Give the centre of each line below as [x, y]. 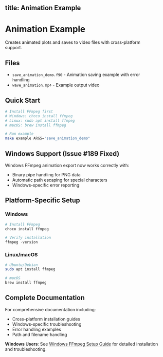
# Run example [19, 134]
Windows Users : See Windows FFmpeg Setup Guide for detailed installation [81, 344]
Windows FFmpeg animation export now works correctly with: [67, 166]
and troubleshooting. [26, 349]
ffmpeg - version [21, 242]
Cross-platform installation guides [46, 319]
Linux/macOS [21, 255]
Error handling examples [37, 329]
